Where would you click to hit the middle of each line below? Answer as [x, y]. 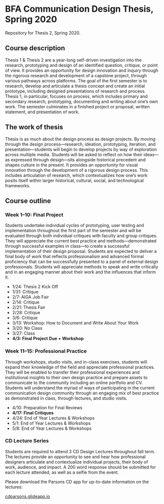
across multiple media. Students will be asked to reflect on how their [74, 154]
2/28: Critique [26, 313]
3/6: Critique [25, 318]
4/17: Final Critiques [33, 413]
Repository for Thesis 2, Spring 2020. [43, 33]
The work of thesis [34, 127]
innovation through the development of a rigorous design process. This [76, 170]
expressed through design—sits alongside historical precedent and [78, 160]
